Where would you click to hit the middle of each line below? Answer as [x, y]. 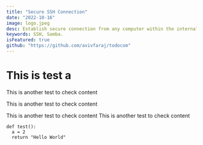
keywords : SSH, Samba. [35, 34]
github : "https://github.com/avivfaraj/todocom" [69, 46]
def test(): [21, 127]
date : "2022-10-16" [31, 18]
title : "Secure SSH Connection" [47, 12]
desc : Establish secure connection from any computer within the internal [102, 29]
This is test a [39, 76]
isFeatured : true [28, 40]
